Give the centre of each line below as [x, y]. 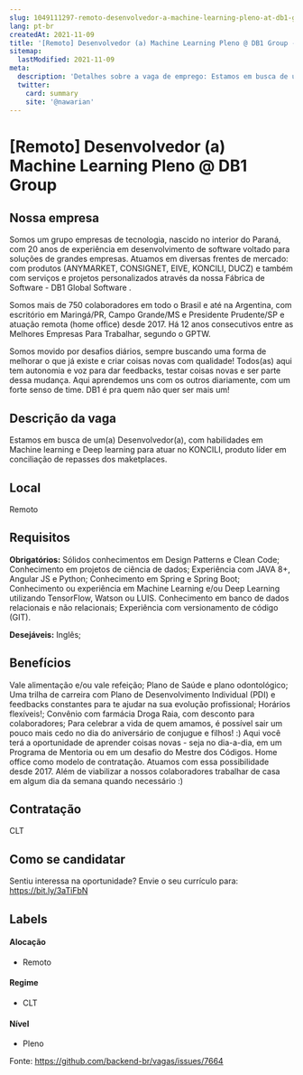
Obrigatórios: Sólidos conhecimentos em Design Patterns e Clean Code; [145, 559]
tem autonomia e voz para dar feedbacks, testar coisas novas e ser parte [145, 370]
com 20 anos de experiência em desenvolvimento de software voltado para [150, 249]
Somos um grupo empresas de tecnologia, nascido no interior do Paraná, [145, 239]
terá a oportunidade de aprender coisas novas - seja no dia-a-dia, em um [146, 743]
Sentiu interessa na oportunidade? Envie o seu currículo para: [124, 881]
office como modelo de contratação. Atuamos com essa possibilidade [139, 762]
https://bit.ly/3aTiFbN [49, 891]
